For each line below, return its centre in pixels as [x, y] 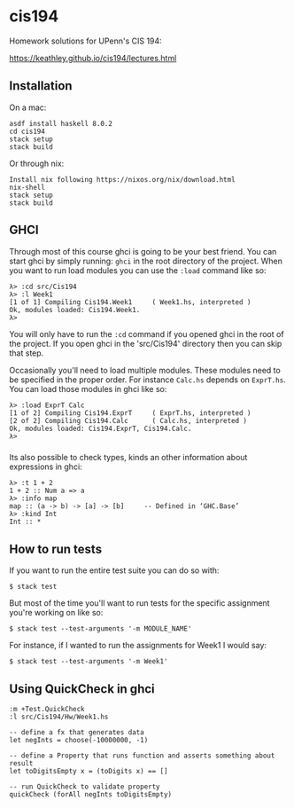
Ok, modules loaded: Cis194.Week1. [75, 310]
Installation [41, 86]
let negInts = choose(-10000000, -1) [79, 741]
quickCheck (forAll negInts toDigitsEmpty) [91, 795]
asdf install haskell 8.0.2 [61, 123]
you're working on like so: [56, 613]
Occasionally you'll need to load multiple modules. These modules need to [145, 370]
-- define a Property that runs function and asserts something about [142, 756]
